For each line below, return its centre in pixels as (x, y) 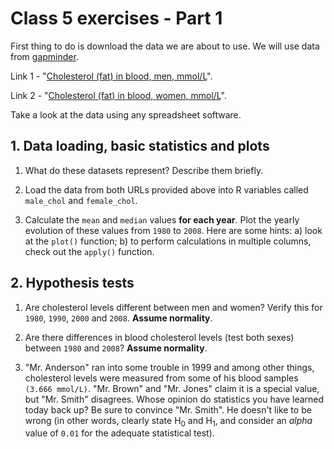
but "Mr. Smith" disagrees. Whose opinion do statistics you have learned (174, 399)
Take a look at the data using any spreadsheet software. (126, 114)
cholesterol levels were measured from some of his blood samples (161, 378)
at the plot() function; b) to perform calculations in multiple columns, (168, 241)
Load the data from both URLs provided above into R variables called (166, 189)
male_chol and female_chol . (81, 200)
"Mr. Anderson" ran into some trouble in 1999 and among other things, (169, 367)
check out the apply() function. (89, 251)
